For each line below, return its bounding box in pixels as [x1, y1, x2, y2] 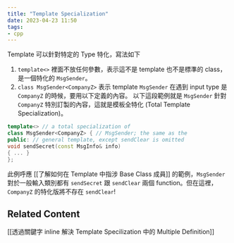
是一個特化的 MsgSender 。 [17, 74, 92, 82]
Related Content [7, 208, 80, 220]
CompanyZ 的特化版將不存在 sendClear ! [7, 187, 116, 196]
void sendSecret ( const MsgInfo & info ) [7, 142, 121, 150]
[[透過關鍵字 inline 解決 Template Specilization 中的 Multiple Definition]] [7, 228, 215, 236]
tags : [7, 23, 23, 30]
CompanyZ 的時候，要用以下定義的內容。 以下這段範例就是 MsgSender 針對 [17, 92, 227, 100]
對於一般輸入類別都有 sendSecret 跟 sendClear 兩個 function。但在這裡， [7, 178, 218, 187]
